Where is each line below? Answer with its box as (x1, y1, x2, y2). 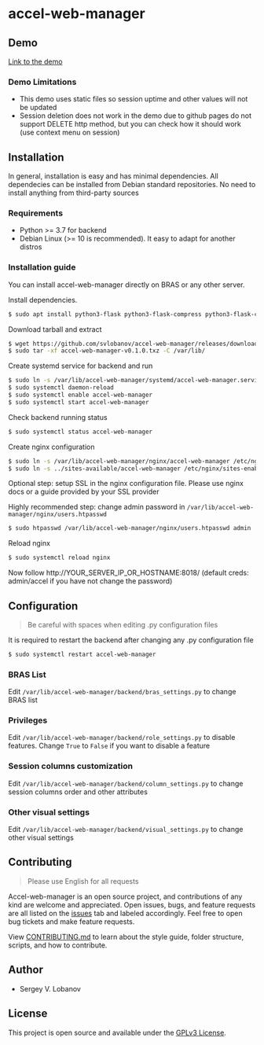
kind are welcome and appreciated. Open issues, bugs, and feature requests (8, 900, 256, 909)
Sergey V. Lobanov (19, 984, 81, 993)
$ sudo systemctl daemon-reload (8, 384, 114, 392)
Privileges (8, 715, 48, 726)
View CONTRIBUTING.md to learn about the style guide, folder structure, (8, 932, 244, 941)
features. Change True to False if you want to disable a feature (8, 741, 211, 751)
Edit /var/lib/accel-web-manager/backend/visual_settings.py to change (8, 825, 244, 834)
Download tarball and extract (8, 324, 102, 334)
